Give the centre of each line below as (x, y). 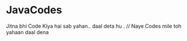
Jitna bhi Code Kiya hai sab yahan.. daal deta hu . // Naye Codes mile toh (94, 26)
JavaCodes (34, 10)
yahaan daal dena (27, 32)
